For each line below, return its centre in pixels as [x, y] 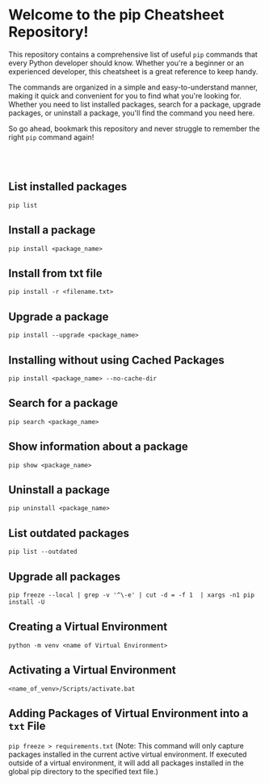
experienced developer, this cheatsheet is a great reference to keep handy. [133, 71]
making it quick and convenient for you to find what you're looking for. [125, 95]
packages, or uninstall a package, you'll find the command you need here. [132, 113]
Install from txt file [55, 273]
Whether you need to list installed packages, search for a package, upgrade [134, 104]
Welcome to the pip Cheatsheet [116, 15]
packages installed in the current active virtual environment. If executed [128, 754]
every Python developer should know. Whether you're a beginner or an [126, 63]
